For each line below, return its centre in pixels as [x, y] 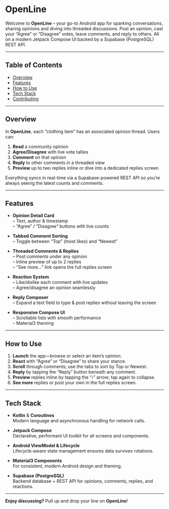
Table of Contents [34, 65]
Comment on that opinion [39, 157]
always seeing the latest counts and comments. [55, 183]
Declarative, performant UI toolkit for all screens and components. [81, 436]
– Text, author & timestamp [40, 221]
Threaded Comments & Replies [46, 251]
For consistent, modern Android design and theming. [67, 466]
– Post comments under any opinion [50, 257]
